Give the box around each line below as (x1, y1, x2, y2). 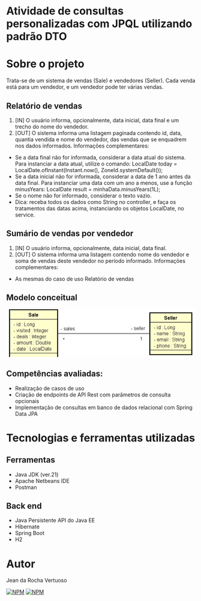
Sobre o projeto (6, 57, 85, 71)
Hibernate (14, 523, 40, 530)
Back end (6, 501, 42, 511)
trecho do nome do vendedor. (14, 123, 89, 130)
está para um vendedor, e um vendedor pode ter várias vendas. (6, 83, 164, 91)
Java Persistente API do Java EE (14, 517, 95, 524)
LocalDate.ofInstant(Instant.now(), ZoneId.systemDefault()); (14, 166, 163, 173)
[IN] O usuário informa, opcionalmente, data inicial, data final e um (14, 116, 179, 124)
